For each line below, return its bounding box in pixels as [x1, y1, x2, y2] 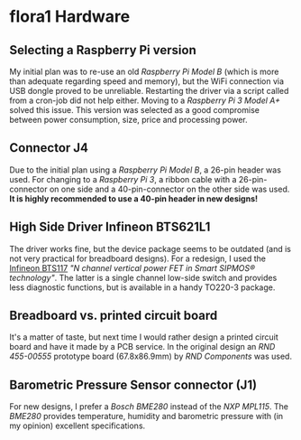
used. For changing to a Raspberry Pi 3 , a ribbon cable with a [9, 173, 237, 184]
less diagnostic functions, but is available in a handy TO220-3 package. [9, 282, 276, 293]
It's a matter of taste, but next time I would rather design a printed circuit [9, 332, 279, 342]
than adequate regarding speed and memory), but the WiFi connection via [9, 76, 285, 87]
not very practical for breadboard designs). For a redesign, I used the [9, 253, 267, 264]
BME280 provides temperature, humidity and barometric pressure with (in [9, 411, 284, 422]
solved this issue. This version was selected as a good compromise [9, 105, 260, 115]
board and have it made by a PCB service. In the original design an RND [9, 342, 276, 352]
